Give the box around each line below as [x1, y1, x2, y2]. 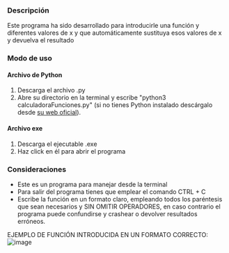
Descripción [7, 6, 50, 15]
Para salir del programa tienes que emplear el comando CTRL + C [17, 187, 207, 196]
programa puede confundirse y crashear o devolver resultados [17, 209, 198, 218]
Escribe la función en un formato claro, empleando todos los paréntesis [17, 195, 223, 203]
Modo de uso [7, 54, 52, 63]
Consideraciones [7, 164, 67, 174]
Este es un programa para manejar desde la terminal [17, 180, 168, 188]
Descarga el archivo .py [17, 86, 86, 95]
